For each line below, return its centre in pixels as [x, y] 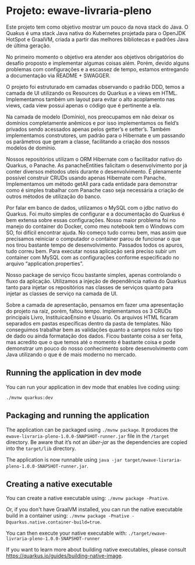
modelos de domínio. [31, 148]
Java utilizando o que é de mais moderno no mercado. [71, 354]
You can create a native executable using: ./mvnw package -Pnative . [88, 498]
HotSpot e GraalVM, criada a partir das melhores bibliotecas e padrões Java [97, 39]
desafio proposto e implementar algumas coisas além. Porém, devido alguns [97, 63]
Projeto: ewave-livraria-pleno [79, 11]
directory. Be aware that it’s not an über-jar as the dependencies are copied [97, 442]
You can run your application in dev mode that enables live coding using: [93, 387]
